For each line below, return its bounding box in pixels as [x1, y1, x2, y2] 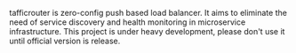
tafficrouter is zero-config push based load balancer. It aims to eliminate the [9, 8, 287, 18]
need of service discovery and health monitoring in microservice [9, 17, 246, 27]
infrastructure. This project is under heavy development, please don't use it [9, 26, 285, 36]
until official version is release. [9, 35, 121, 46]
